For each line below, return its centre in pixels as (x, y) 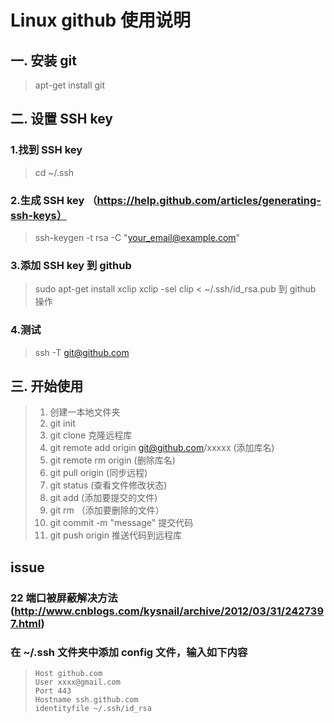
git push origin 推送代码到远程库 (115, 535)
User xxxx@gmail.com (77, 682)
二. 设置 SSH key (61, 119)
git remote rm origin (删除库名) (112, 460)
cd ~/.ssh (54, 172)
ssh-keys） (39, 215)
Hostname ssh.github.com (86, 700)
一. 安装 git (43, 60)
